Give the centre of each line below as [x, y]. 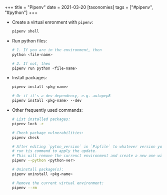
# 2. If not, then [31, 64]
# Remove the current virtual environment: [58, 183]
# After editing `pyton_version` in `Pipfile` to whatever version [83, 147]
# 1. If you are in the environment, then [57, 50]
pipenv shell [25, 31]
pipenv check [25, 137]
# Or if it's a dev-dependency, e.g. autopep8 [61, 96]
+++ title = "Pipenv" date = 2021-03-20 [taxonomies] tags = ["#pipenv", [79, 7]
